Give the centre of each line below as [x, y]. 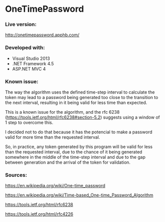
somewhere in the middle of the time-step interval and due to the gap [75, 157]
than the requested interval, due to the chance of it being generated [74, 152]
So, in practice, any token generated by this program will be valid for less [79, 147]
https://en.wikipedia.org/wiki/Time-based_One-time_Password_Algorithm [79, 195]
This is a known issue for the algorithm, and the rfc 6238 [62, 112]
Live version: [21, 25]
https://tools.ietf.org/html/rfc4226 [39, 214]
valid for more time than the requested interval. [53, 137]
